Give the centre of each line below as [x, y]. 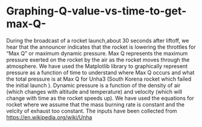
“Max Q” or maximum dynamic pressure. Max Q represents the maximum [97, 53]
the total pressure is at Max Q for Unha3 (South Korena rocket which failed [99, 79]
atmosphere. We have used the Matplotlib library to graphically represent [97, 66]
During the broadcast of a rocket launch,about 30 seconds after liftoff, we [98, 40]
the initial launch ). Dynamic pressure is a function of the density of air [93, 85]
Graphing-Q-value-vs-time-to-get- [96, 11]
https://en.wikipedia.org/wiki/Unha [49, 117]
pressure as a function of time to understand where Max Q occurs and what [100, 72]
